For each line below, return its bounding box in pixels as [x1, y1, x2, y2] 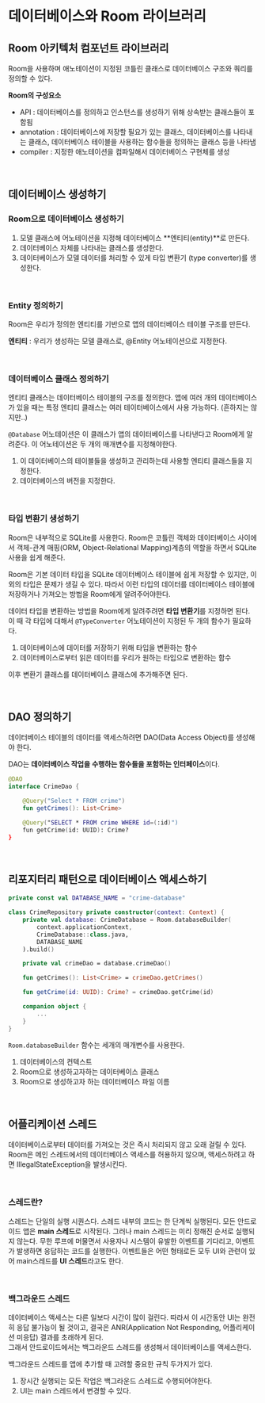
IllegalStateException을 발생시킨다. [16, 1160, 127, 1169]
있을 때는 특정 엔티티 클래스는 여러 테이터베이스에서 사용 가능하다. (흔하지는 [16, 403, 249, 412]
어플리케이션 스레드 [8, 1117, 97, 1130]
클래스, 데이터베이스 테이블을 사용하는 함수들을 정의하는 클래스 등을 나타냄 [28, 137, 257, 147]
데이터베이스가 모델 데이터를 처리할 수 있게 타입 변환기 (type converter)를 [19, 253, 248, 262]
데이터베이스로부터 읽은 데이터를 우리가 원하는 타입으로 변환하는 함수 [19, 652, 232, 662]
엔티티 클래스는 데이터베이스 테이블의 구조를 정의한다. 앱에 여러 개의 [8, 393, 218, 403]
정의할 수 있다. [8, 74, 53, 83]
